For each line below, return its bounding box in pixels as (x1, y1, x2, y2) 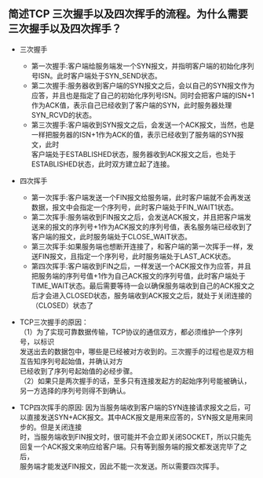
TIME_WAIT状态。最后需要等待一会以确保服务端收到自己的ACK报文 (31, 281, 249, 290)
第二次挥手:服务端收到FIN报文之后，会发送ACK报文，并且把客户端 (31, 212, 245, 221)
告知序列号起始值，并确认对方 (26, 356, 123, 366)
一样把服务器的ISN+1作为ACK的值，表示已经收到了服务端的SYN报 (31, 130, 244, 139)
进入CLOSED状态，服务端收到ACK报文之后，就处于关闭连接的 (52, 290, 253, 300)
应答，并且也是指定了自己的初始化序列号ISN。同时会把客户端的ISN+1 (31, 90, 255, 100)
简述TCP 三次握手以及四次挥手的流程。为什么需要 (8, 7, 249, 21)
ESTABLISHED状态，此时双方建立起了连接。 (31, 159, 174, 169)
